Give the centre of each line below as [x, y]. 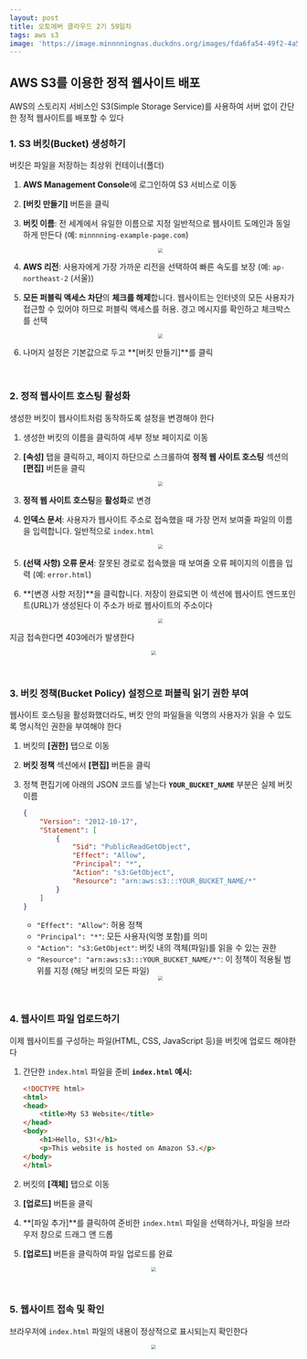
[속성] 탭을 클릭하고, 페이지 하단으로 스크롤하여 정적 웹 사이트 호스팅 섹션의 [156, 457]
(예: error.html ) [62, 574]
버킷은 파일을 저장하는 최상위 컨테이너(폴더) [87, 165]
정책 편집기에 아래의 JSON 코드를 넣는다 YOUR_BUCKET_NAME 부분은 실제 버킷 [158, 784]
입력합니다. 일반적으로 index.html [93, 531]
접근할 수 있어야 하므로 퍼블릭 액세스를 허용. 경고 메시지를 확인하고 [141, 309]
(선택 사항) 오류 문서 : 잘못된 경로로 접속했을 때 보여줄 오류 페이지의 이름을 [153, 563]
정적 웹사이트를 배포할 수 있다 [72, 118]
